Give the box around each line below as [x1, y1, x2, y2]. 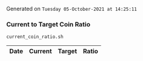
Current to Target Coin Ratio [6, 20, 91, 28]
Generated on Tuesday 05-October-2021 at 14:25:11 [6, 5, 138, 12]
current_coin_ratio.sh [6, 34, 64, 40]
